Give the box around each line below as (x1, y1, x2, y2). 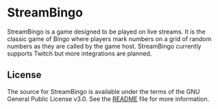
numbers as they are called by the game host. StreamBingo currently (7, 42, 202, 50)
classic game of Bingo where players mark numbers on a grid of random (7, 34, 212, 43)
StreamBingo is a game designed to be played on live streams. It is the (7, 27, 206, 36)
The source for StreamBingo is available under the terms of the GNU (7, 87, 200, 95)
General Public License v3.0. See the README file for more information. (7, 95, 210, 103)
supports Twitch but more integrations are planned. (7, 49, 152, 58)
